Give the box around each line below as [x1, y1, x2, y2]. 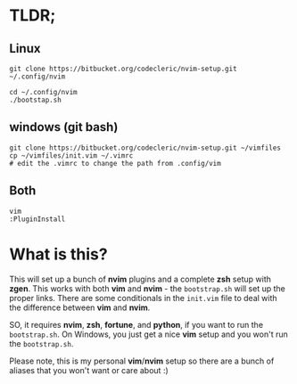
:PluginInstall [9, 215, 66, 224]
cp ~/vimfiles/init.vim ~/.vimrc [9, 151, 134, 160]
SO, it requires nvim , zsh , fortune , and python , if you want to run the [9, 319, 264, 330]
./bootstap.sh [9, 95, 62, 104]
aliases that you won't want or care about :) [9, 364, 169, 375]
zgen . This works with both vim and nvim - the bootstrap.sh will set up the [9, 282, 285, 294]
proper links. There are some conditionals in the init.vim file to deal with [9, 292, 278, 303]
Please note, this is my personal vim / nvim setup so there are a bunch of [9, 355, 275, 366]
